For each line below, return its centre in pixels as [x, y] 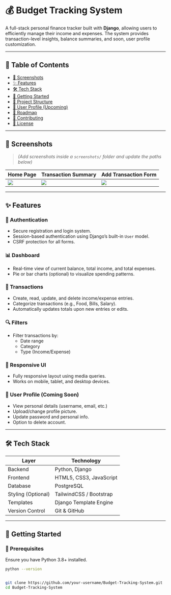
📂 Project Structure [33, 102]
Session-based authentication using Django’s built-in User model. [81, 236]
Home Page [22, 175]
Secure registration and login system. [52, 231]
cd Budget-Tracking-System [34, 587]
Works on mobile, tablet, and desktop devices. [61, 382]
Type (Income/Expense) [45, 352]
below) [25, 162]
